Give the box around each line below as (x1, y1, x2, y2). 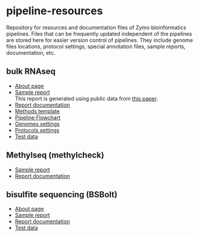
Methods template (14, 107, 60, 114)
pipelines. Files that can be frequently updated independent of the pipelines (6, 30, 192, 37)
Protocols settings (14, 126, 60, 133)
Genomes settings (14, 120, 60, 127)
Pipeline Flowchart (14, 114, 61, 121)
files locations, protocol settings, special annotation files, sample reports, (6, 43, 186, 50)
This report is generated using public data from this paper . (14, 95, 158, 102)
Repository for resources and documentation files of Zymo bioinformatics (6, 24, 186, 31)
